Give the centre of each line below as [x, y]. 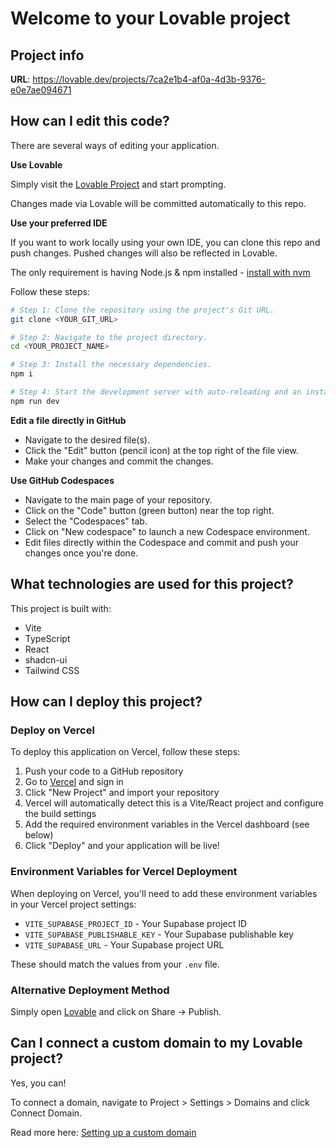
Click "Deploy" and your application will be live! [122, 846]
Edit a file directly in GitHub [68, 420]
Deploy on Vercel [52, 730]
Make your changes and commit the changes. [119, 461]
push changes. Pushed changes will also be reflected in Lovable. [144, 253]
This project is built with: [61, 608]
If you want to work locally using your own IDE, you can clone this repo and [165, 242]
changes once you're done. [81, 553]
